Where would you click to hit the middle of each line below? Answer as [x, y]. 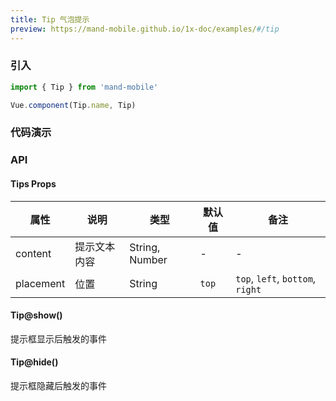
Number [148, 259]
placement [40, 283]
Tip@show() [36, 315]
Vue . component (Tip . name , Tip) [73, 105]
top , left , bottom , [276, 278]
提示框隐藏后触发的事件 [58, 385]
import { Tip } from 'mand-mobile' [84, 87]
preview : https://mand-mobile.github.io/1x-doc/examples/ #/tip [145, 29]
